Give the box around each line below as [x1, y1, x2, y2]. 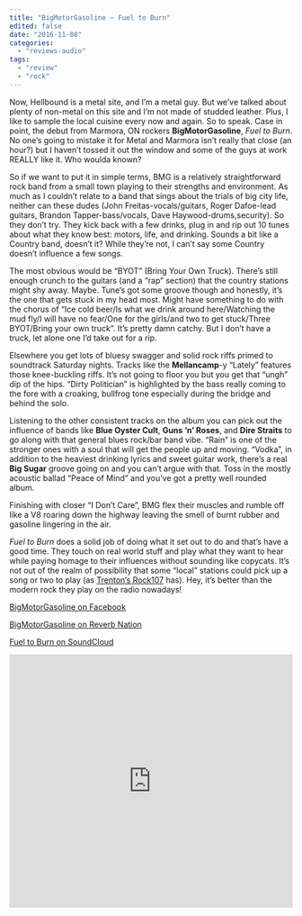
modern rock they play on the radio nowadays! [9, 584, 182, 594]
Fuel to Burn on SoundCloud [9, 636, 114, 647]
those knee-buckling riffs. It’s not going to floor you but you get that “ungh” [9, 368, 289, 379]
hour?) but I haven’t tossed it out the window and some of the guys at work [9, 144, 288, 155]
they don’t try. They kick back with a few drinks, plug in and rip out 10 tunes [9, 219, 289, 230]
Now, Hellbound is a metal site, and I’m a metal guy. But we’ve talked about [9, 96, 287, 107]
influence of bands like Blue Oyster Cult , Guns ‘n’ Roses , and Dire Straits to [9, 424, 292, 435]
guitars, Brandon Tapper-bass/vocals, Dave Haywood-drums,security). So [9, 209, 285, 221]
